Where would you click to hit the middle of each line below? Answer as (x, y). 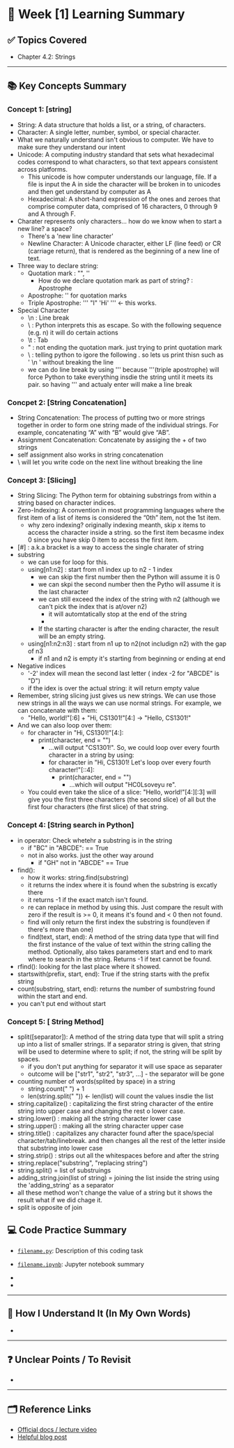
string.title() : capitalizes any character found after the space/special (116, 1133)
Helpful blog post (42, 1437)
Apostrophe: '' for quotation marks (77, 295)
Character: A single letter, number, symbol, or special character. (109, 132)
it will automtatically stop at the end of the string (118, 614)
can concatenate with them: (57, 711)
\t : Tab (38, 340)
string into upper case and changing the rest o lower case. (101, 1111)
